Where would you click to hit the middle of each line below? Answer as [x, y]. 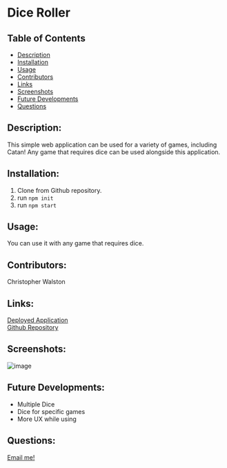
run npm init [35, 198]
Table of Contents [47, 38]
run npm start [37, 205]
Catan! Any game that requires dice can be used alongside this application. [114, 152]
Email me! [21, 457]
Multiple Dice [36, 404]
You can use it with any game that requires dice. [76, 243]
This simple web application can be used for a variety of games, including [112, 144]
